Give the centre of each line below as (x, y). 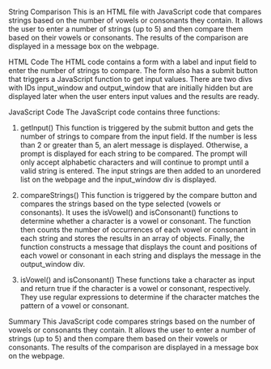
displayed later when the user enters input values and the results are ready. (134, 96)
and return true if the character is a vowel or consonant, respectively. (135, 288)
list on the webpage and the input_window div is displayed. (118, 179)
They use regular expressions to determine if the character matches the (140, 297)
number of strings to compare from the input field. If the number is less (138, 136)
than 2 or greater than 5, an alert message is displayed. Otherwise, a (134, 145)
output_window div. (53, 264)
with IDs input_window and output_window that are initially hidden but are (131, 88)
